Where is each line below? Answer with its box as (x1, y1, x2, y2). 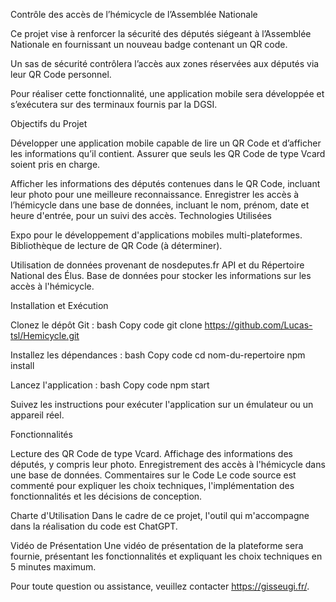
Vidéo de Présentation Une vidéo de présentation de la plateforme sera (10, 540, 304, 551)
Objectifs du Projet (10, 118, 88, 129)
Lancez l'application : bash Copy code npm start (10, 379, 210, 391)
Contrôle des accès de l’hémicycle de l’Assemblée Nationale (10, 9, 258, 20)
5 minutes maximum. (10, 561, 97, 573)
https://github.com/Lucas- (204, 319, 313, 331)
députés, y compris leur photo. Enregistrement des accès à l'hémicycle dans (10, 459, 326, 470)
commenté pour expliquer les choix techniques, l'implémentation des (10, 480, 295, 491)
